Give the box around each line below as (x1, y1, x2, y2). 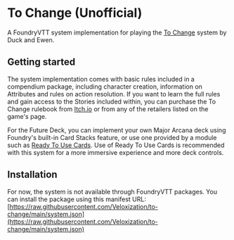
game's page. (7, 112, 47, 120)
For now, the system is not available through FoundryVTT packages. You (7, 187, 218, 196)
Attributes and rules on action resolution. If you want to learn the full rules (7, 89, 221, 98)
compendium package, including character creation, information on (7, 82, 202, 91)
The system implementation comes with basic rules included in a (7, 75, 195, 83)
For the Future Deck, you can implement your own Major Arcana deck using (7, 125, 226, 134)
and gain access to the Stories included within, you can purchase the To (7, 97, 216, 106)
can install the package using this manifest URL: (7, 195, 146, 203)
